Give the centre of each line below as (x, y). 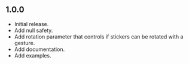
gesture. (25, 43)
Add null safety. (33, 30)
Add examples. (33, 55)
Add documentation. (39, 49)
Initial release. (31, 24)
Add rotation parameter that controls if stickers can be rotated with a (99, 36)
